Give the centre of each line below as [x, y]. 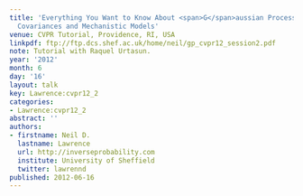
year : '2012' [34, 60]
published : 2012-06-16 [52, 177]
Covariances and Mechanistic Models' [88, 26]
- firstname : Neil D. [50, 135]
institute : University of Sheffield [86, 160]
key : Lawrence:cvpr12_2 [54, 93]
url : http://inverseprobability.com [86, 152]
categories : [32, 102]
